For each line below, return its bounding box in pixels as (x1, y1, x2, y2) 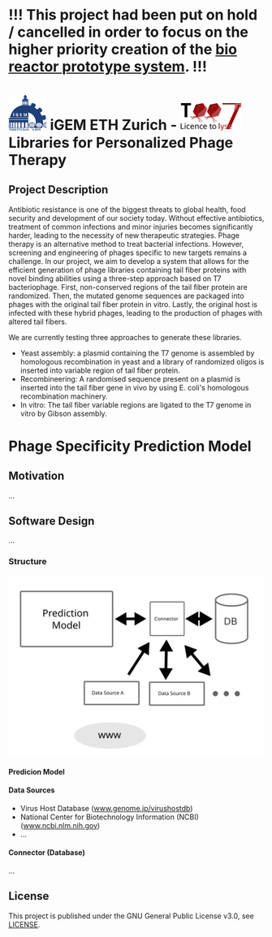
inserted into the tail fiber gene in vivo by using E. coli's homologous (19, 382, 249, 392)
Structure (8, 556, 47, 568)
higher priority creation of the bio (8, 41, 238, 58)
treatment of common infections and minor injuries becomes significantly (8, 222, 253, 231)
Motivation (8, 469, 65, 483)
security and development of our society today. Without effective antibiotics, (8, 213, 265, 222)
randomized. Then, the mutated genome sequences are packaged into (8, 291, 245, 300)
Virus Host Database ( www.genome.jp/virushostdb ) (19, 803, 193, 813)
